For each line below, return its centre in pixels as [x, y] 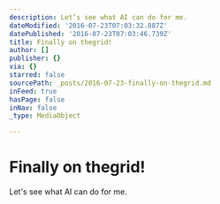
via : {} [23, 67]
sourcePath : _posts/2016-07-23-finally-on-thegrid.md [110, 83]
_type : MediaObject [45, 116]
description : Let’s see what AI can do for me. [99, 17]
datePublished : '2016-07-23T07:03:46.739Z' [91, 34]
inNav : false [33, 108]
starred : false [37, 75]
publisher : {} [35, 58]
